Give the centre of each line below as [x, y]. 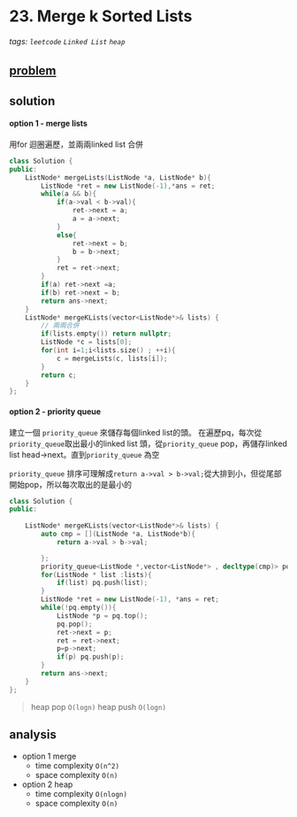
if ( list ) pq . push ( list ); [102, 583]
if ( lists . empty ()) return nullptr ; [107, 334]
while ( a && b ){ [69, 194]
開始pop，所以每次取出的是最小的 [71, 484]
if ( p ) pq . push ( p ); [90, 657]
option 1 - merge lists [49, 123]
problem [33, 71]
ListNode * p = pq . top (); [102, 616]
